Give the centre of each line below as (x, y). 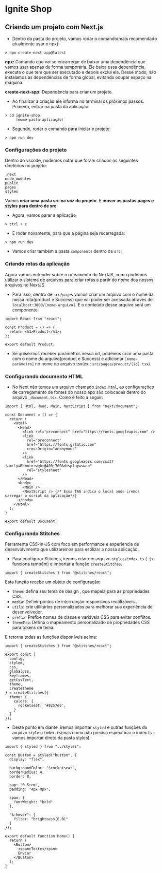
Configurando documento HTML (44, 376)
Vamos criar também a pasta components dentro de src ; (67, 251)
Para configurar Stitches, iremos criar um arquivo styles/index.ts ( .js (83, 559)
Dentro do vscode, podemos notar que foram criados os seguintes (72, 161)
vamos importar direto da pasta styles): (51, 738)
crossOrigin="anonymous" (52, 449)
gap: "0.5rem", (25, 785)
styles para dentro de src (31, 206)
